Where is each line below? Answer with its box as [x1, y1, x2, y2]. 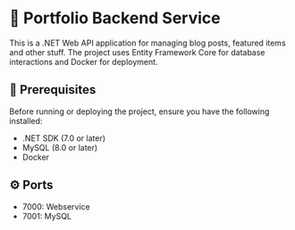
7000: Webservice [21, 201, 91, 212]
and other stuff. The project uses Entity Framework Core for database [9, 46, 265, 57]
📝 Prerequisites [9, 82, 97, 97]
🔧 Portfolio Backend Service [9, 8, 221, 29]
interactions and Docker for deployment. [9, 56, 158, 67]
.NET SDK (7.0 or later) [21, 133, 105, 144]
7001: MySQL [21, 210, 72, 221]
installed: [9, 115, 43, 126]
